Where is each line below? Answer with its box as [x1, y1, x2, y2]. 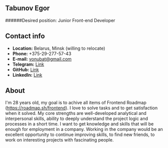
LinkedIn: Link [12, 72, 43, 78]
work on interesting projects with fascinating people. [5, 137, 114, 143]
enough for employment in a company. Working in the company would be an [5, 126, 163, 132]
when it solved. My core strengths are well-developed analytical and [5, 110, 147, 116]
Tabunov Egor [5, 4, 50, 13]
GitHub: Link [12, 66, 39, 72]
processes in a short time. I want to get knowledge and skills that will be [5, 121, 154, 127]
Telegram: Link [12, 61, 44, 67]
